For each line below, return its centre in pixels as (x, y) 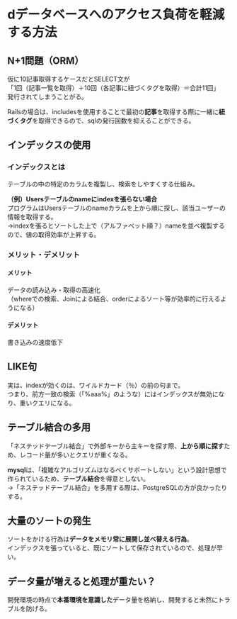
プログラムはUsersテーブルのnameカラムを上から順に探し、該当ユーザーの (117, 208)
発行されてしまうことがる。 (48, 97)
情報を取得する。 (32, 216)
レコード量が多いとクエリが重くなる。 (75, 455)
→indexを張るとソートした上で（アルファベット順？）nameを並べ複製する (116, 225)
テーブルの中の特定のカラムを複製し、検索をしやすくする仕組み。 (103, 184)
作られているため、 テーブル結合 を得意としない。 (79, 479)
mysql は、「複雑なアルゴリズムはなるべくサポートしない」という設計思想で (117, 469)
